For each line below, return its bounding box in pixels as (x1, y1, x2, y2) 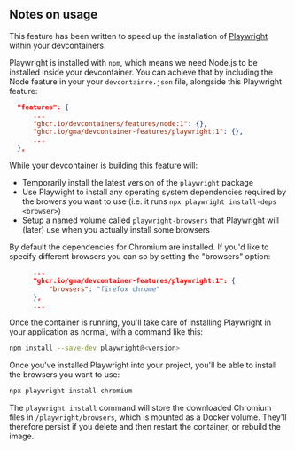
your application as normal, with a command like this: (9, 327, 204, 337)
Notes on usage (9, 7, 98, 22)
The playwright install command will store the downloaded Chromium (9, 403, 272, 414)
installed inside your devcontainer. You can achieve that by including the (9, 67, 273, 77)
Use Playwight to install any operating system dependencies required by (21, 186, 287, 198)
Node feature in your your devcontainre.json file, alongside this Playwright (9, 75, 282, 87)
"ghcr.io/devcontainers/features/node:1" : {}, (32, 119, 208, 128)
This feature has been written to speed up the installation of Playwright (9, 30, 268, 41)
